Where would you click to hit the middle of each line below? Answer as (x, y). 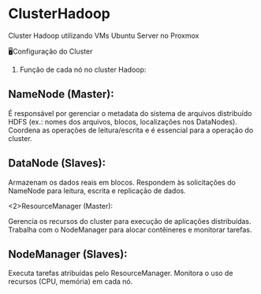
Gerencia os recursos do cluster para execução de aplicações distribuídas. (130, 221)
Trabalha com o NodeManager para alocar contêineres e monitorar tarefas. (130, 229)
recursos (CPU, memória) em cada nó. (71, 281)
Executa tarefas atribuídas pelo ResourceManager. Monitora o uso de (121, 274)
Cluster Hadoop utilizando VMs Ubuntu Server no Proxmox (104, 35)
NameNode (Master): (61, 94)
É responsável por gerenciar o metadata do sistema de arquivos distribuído (130, 113)
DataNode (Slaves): (57, 164)
